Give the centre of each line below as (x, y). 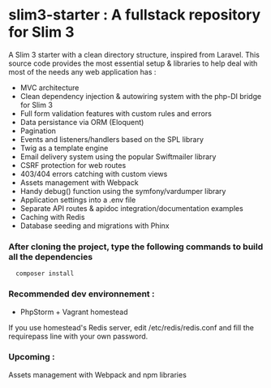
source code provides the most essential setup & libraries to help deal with (133, 63)
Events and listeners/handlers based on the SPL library (112, 139)
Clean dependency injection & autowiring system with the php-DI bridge (141, 96)
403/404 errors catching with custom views (94, 174)
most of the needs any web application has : (82, 71)
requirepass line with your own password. (78, 336)
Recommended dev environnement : (82, 294)
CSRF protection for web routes (73, 165)
